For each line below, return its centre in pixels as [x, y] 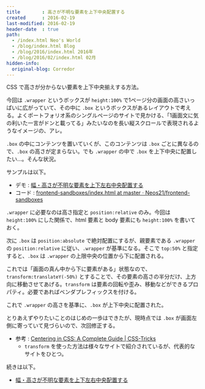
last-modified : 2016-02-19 [41, 23]
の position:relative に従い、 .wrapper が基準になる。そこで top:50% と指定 [102, 248]
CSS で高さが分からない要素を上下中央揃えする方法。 [74, 87]
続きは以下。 [22, 367]
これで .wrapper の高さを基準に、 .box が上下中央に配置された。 [87, 305]
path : [13, 35]
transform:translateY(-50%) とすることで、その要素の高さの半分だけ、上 [99, 277]
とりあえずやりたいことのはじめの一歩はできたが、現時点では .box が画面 [99, 318]
